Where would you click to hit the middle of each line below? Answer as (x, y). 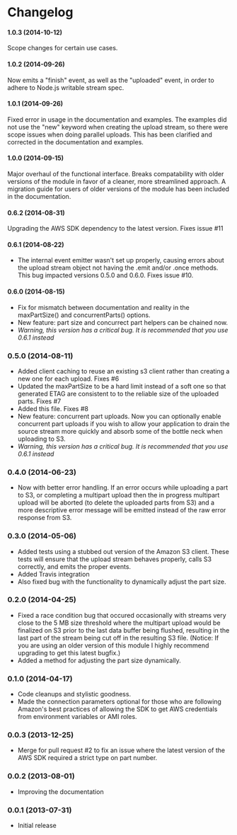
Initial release (37, 825)
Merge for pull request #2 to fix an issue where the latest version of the (121, 750)
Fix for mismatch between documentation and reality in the (103, 307)
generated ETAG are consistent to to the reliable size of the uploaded (118, 393)
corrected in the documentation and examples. (75, 142)
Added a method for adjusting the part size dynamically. (99, 660)
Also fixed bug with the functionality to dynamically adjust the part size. (122, 582)
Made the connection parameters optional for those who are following (119, 702)
